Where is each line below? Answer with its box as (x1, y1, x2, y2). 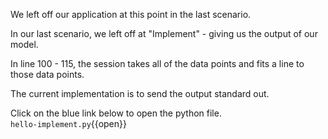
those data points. (10, 69, 85, 80)
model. (10, 39, 39, 50)
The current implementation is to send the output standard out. (10, 88, 270, 99)
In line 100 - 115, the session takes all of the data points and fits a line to (10, 58, 305, 69)
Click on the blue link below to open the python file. (10, 107, 222, 119)
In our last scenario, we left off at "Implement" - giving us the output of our (10, 28, 318, 39)
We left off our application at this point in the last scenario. (10, 9, 252, 20)
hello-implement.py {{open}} (10, 118, 127, 129)
